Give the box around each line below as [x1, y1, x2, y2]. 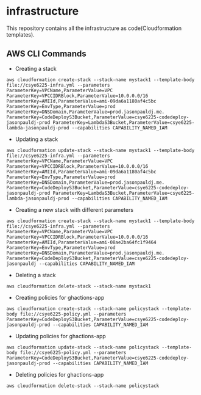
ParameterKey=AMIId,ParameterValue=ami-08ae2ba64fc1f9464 [6, 239, 157, 245]
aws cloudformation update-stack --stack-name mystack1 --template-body [6, 147, 195, 153]
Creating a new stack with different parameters [15, 206, 134, 213]
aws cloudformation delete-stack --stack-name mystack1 [6, 283, 151, 289]
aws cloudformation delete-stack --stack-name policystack [6, 383, 160, 389]
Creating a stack [15, 65, 57, 72]
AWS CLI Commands [6, 49, 86, 59]
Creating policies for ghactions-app [15, 294, 105, 301]
